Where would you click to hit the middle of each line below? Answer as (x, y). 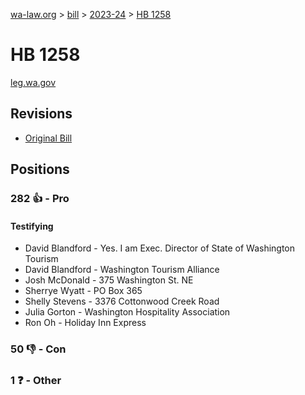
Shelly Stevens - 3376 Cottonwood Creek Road (122, 301)
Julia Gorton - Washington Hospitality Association (127, 312)
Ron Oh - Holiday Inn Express (85, 323)
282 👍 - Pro (40, 199)
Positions (40, 169)
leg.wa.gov (33, 82)
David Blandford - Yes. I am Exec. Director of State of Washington (160, 248)
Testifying (32, 226)
